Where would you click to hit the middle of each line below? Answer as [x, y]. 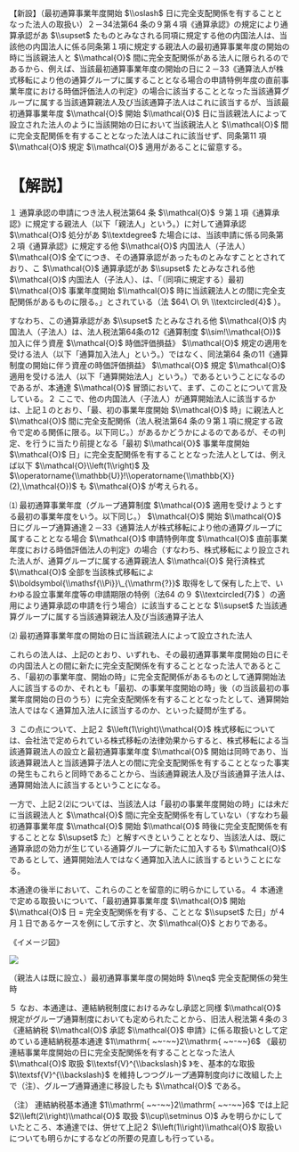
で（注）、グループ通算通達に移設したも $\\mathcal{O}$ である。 [128, 1085]
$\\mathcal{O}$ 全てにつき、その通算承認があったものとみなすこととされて [148, 257]
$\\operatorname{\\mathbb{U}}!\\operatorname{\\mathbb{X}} [122, 475]
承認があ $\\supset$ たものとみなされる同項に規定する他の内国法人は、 [148, 35]
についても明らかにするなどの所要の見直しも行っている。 [114, 1138]
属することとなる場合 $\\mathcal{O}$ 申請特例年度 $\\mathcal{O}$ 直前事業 [149, 539]
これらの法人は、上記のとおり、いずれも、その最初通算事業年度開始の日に [145, 654]
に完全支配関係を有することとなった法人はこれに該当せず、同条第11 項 [138, 136]
